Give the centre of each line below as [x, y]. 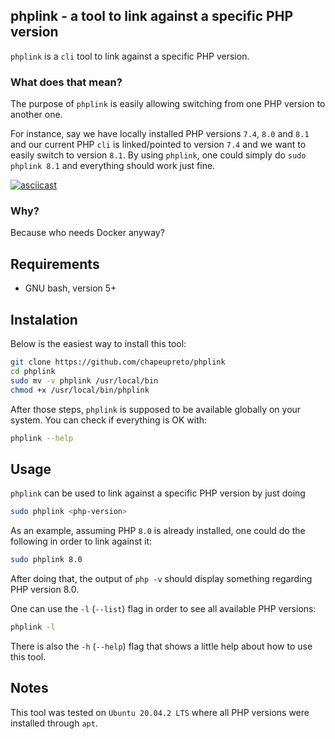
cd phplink [33, 371]
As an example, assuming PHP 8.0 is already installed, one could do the [158, 531]
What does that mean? [66, 82]
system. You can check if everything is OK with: [109, 420]
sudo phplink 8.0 [46, 560]
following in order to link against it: [81, 541]
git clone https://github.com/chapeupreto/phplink [118, 362]
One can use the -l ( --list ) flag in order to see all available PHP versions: [163, 608]
